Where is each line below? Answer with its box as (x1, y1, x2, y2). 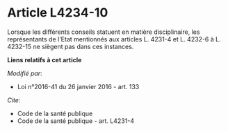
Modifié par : (7, 69, 43, 77)
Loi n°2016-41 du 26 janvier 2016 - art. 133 (17, 82, 140, 91)
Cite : (7, 95, 21, 104)
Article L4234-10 (7, 5, 108, 21)
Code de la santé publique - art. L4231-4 (17, 116, 134, 125)
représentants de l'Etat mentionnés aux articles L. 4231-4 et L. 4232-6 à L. (7, 35, 221, 43)
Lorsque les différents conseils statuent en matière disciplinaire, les (7, 28, 200, 36)
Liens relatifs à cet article (7, 55, 82, 64)
